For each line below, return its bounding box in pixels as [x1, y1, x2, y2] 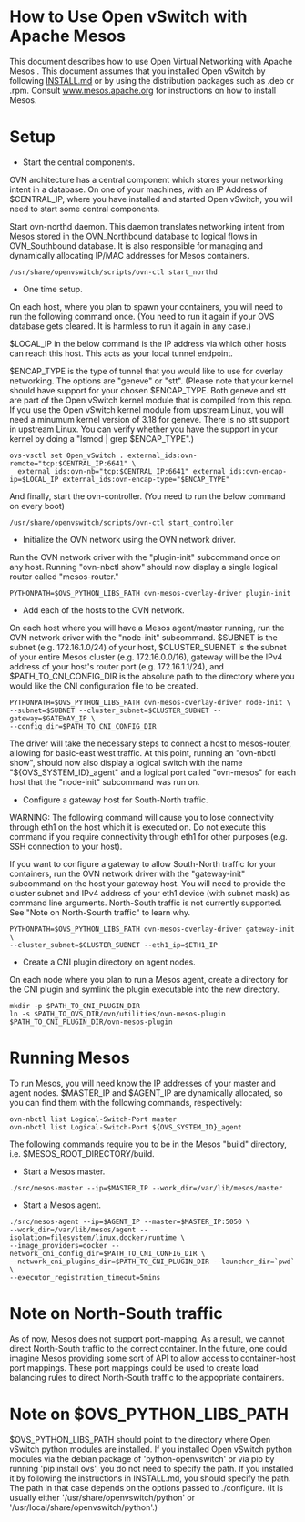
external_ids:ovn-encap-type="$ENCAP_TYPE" [62, 475, 230, 484]
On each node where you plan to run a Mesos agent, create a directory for [9, 974, 289, 985]
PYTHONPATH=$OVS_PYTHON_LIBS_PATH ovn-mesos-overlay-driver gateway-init [9, 924, 296, 934]
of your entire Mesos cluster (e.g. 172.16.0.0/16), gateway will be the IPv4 [9, 651, 283, 662]
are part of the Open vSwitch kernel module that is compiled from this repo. [9, 394, 293, 405]
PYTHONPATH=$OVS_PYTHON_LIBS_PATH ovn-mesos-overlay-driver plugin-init [9, 588, 291, 598]
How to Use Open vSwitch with [9, 6, 248, 27]
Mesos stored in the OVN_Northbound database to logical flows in [9, 230, 258, 241]
